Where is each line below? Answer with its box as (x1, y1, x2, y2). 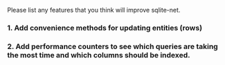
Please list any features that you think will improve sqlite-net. (7, 6, 181, 14)
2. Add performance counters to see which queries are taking (7, 41, 218, 51)
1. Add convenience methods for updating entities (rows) (7, 23, 203, 32)
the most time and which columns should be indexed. (7, 50, 190, 59)
